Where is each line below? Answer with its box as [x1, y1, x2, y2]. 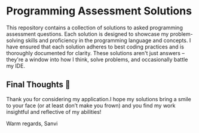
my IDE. [6, 62, 26, 69]
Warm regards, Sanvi [6, 120, 58, 127]
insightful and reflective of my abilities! [6, 108, 102, 115]
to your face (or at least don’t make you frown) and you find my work [6, 102, 176, 109]
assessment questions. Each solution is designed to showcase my [6, 30, 169, 37]
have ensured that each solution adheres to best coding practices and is [6, 43, 184, 50]
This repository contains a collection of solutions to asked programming [6, 24, 183, 31]
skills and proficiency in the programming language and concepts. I [25, 37, 191, 44]
